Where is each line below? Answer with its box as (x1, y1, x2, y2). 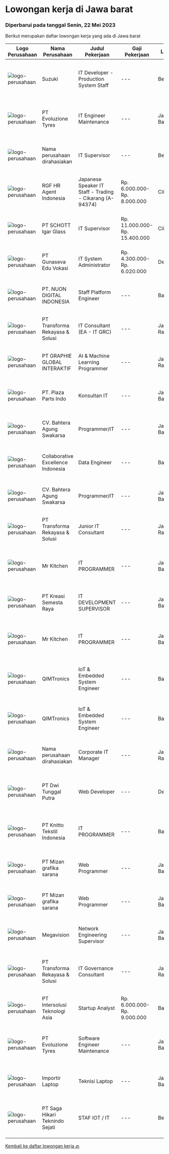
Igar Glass (42, 228, 66, 235)
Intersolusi (42, 1002, 67, 1009)
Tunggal (42, 788, 61, 795)
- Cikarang (78, 195, 105, 202)
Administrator (78, 261, 111, 268)
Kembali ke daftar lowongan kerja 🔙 (5, 1143, 79, 1149)
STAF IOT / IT (78, 1114, 110, 1121)
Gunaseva (42, 258, 66, 265)
